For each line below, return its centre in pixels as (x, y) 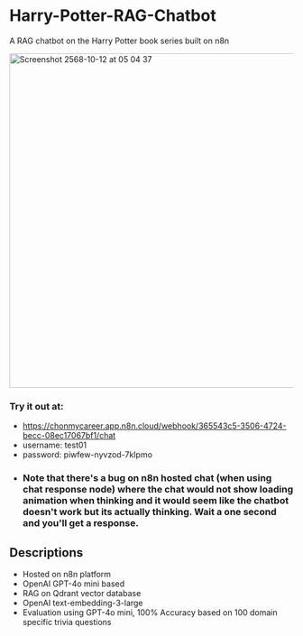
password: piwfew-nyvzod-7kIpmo (87, 455)
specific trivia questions (67, 622)
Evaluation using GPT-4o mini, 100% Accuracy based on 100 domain (150, 612)
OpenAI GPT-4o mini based (73, 584)
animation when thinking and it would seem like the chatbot (156, 501)
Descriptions (46, 553)
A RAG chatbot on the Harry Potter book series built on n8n (119, 41)
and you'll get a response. (81, 523)
